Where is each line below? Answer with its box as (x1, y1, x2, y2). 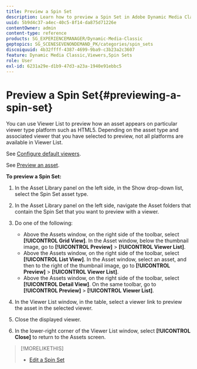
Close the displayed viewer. (14, 316, 81, 323)
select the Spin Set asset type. (14, 191, 89, 198)
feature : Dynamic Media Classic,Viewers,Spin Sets (6, 52, 133, 58)
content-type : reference (6, 31, 67, 36)
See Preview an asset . (6, 162, 60, 169)
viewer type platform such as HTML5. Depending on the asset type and (6, 127, 179, 134)
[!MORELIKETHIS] (20, 345, 64, 352)
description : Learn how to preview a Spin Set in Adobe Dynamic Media (6, 14, 182, 20)
